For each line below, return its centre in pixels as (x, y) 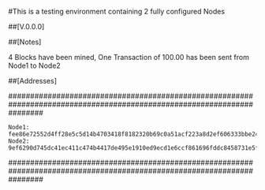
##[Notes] (25, 42)
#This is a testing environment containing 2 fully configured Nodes (117, 11)
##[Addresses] (33, 81)
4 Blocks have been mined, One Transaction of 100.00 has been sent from (129, 57)
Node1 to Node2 (34, 65)
